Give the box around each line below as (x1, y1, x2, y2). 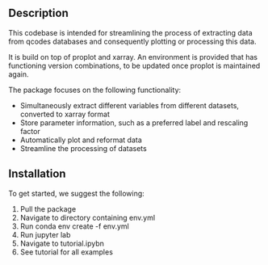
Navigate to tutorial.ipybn (19, 238, 105, 248)
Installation (8, 167, 66, 181)
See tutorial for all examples (19, 246, 113, 257)
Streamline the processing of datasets (19, 143, 147, 153)
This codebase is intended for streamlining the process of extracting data (8, 27, 253, 37)
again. (8, 69, 30, 79)
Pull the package (19, 204, 77, 213)
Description (8, 6, 69, 20)
